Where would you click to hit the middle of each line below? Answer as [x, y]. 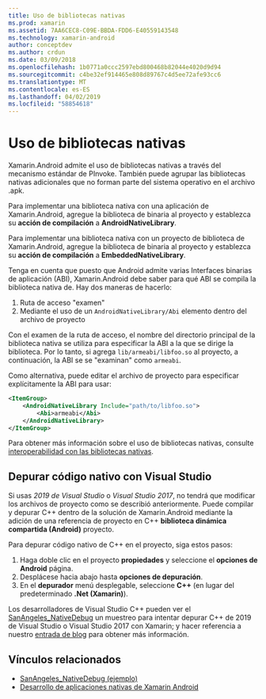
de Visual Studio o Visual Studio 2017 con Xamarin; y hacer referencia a [125, 626]
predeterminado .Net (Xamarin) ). [74, 594]
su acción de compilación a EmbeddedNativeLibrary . [97, 255]
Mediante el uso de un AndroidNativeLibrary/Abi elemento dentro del [133, 311]
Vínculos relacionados [65, 659]
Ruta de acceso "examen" [62, 303]
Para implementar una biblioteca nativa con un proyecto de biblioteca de [127, 238]
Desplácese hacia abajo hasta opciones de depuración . [111, 577]
